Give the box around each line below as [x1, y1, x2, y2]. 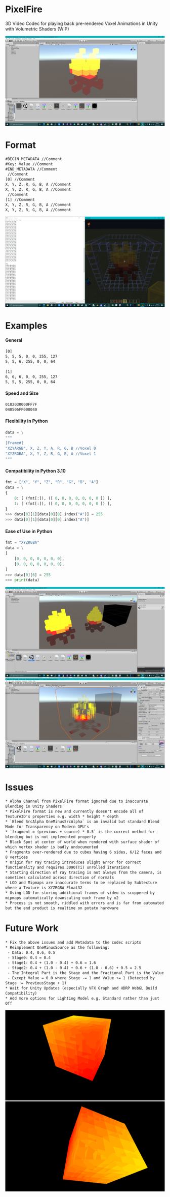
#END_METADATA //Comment [5, 167, 58, 172]
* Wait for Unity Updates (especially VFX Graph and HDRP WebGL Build [5, 986, 157, 991]
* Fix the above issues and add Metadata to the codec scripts [5, 940, 142, 945]
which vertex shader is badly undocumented [5, 844, 99, 850]
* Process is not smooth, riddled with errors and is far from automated [5, 900, 164, 906]
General [5, 337, 23, 343]
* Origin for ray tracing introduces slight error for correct [5, 860, 142, 865]
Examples [5, 320, 48, 332]
